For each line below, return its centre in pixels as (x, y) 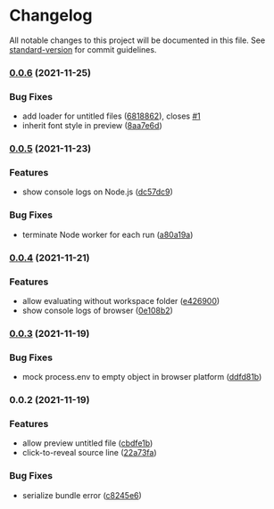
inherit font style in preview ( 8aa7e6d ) (92, 126)
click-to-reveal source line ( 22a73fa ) (90, 453)
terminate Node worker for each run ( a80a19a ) (108, 234)
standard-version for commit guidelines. (83, 49)
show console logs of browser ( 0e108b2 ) (98, 310)
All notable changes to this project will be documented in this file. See (137, 40)
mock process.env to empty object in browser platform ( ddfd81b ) (142, 377)
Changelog (51, 16)
